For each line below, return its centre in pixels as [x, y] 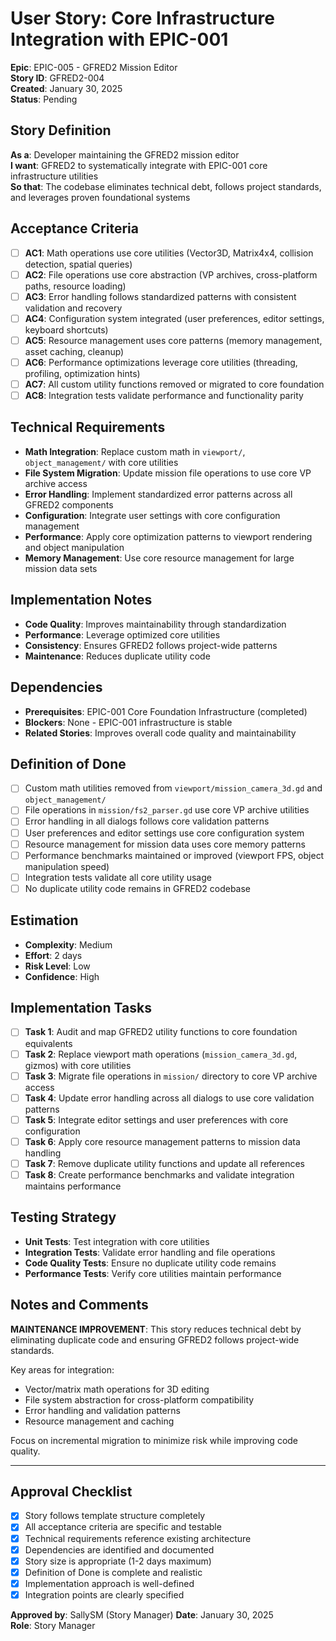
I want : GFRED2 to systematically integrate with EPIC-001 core [139, 165]
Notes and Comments [79, 1305]
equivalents [48, 1043]
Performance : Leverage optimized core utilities [122, 634]
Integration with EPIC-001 [119, 39]
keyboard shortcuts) [66, 329]
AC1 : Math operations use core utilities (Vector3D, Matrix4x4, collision [169, 253]
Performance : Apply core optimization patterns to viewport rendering [168, 536]
